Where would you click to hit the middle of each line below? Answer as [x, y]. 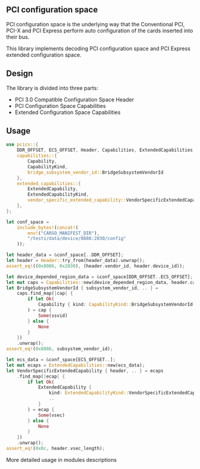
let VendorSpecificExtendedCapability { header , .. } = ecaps [85, 371]
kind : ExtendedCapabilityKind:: [89, 393]
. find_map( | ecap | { [41, 376]
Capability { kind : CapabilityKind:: [85, 305]
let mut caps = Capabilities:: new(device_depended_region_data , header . [98, 282]
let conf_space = [28, 222]
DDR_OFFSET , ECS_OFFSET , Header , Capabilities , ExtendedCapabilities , [106, 150]
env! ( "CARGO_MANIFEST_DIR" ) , [64, 233]
